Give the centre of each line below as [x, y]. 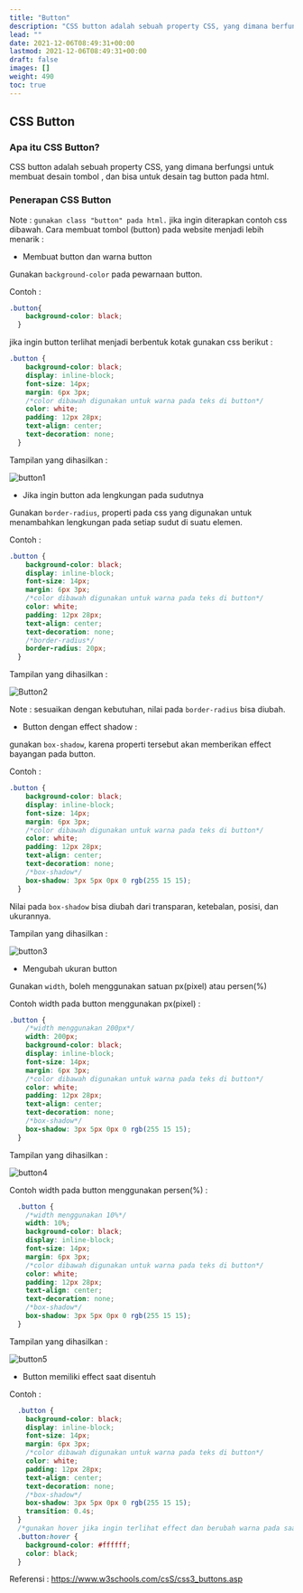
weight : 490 [32, 77]
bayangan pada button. [53, 754]
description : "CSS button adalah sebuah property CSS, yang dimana [139, 26]
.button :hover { [48, 1536]
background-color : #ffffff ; [78, 1545]
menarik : [27, 239]
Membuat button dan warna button [87, 256]
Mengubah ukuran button [69, 968]
